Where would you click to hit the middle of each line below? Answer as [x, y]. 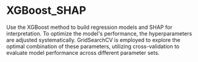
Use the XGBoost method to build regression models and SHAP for [89, 27]
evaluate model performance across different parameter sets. [83, 52]
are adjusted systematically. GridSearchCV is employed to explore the [93, 40]
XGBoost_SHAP [46, 11]
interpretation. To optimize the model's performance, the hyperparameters [99, 33]
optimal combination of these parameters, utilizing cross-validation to [93, 46]
